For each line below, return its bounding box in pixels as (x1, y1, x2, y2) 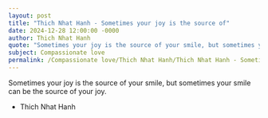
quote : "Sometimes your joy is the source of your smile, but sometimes (8, 41, 255, 49)
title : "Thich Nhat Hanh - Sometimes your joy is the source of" (8, 19, 230, 27)
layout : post (8, 11, 52, 20)
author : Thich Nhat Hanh (8, 33, 91, 42)
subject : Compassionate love (8, 49, 105, 57)
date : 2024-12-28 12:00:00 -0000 (8, 26, 120, 34)
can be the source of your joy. (8, 86, 107, 96)
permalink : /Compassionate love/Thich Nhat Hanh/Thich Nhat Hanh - (8, 57, 238, 65)
